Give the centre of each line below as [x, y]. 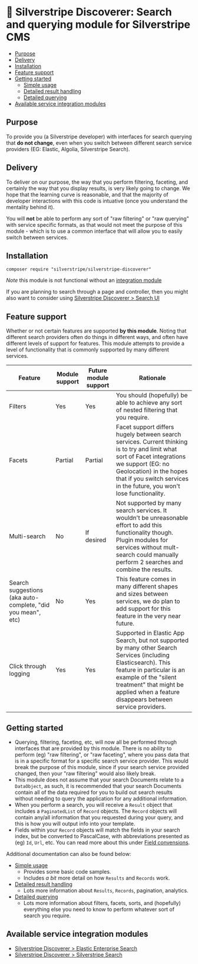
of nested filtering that [147, 410]
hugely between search [148, 435]
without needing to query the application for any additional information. [101, 799]
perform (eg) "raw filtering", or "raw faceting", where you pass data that [102, 755]
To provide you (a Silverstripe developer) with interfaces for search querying [99, 136]
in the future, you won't [148, 486]
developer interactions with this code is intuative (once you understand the [97, 201]
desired [96, 540]
